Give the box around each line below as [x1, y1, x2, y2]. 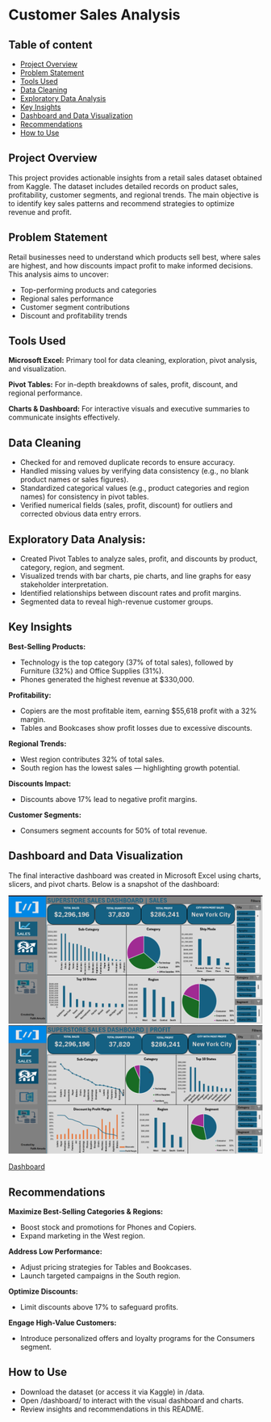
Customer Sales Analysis [8, 6, 181, 24]
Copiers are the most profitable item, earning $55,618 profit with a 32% [19, 706, 257, 715]
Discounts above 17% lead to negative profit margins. [19, 794, 198, 804]
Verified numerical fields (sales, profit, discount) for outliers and [19, 500, 233, 510]
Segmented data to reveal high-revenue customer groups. [19, 597, 214, 607]
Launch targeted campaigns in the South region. [19, 1271, 181, 1281]
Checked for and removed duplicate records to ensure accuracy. [19, 458, 236, 467]
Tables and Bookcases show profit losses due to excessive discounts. [19, 723, 252, 732]
